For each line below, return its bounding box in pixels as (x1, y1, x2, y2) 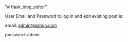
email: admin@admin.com (5, 22, 57, 28)
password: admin (5, 32, 40, 37)
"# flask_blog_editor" (5, 4, 47, 10)
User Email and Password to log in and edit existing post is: (5, 13, 124, 19)
